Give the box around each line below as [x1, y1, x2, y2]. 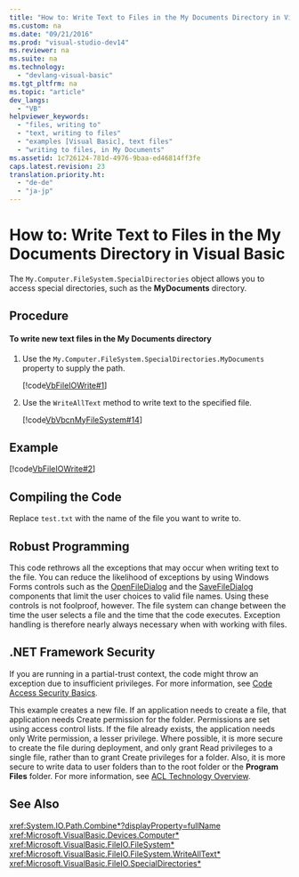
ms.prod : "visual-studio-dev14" [9, 37, 129, 47]
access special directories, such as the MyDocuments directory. [9, 282, 247, 294]
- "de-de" [17, 179, 53, 188]
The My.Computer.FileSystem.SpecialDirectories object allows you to [9, 273, 265, 284]
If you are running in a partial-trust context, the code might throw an [9, 668, 259, 679]
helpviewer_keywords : [9, 112, 90, 121]
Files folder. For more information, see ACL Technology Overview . [9, 770, 251, 781]
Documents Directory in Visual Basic [9, 244, 286, 264]
